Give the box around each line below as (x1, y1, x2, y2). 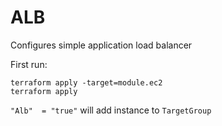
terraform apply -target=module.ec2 (10, 77, 163, 88)
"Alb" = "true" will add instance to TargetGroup (10, 104, 212, 116)
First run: (10, 58, 48, 70)
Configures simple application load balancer (10, 39, 193, 51)
